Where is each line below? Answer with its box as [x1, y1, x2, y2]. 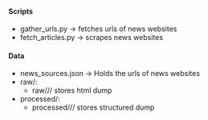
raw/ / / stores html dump [31, 86, 112, 95]
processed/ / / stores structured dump [31, 102, 155, 112]
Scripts [8, 6, 34, 16]
